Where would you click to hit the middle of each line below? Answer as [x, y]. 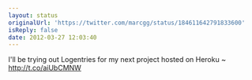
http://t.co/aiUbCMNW [45, 68]
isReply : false [33, 30]
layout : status [33, 15]
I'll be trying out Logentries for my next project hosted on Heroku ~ [117, 60]
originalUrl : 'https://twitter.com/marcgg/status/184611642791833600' [127, 23]
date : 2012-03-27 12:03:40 [53, 37]
